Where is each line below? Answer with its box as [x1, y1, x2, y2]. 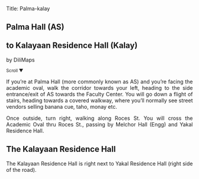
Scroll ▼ [6, 67, 24, 73]
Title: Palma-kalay [6, 5, 50, 12]
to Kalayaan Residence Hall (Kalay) [6, 41, 138, 51]
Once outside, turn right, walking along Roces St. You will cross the [6, 115, 193, 122]
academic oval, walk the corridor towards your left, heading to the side [6, 84, 193, 91]
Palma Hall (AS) [6, 22, 65, 32]
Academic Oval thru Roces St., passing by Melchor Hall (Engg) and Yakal [6, 121, 193, 128]
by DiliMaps [6, 56, 35, 63]
